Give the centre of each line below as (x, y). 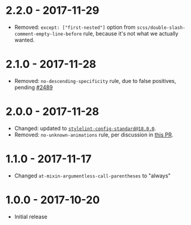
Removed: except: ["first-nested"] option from (75, 27)
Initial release (31, 217)
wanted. (24, 40)
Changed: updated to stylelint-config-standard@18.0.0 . (85, 128)
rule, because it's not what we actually (131, 33)
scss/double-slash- (161, 28)
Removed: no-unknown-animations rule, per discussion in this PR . (94, 134)
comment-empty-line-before (48, 34)
